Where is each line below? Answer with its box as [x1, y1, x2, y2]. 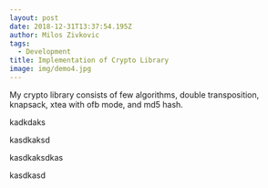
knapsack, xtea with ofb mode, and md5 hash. [9, 99, 184, 110]
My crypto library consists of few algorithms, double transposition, [9, 89, 260, 100]
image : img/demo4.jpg [9, 65, 92, 74]
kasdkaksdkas [9, 151, 64, 162]
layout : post [9, 13, 59, 23]
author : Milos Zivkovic [9, 30, 100, 39]
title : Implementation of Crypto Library [9, 56, 170, 65]
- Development [17, 47, 71, 57]
